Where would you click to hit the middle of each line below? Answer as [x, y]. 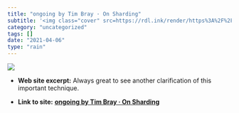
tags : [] [20, 34]
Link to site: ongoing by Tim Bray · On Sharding [89, 102]
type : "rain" [27, 47]
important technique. [48, 88]
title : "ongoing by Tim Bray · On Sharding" [74, 14]
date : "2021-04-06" [36, 41]
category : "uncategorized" [47, 27]
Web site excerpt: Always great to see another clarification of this [115, 80]
